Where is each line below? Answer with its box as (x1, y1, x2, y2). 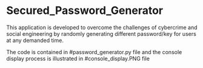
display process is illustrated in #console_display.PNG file (6, 55, 150, 62)
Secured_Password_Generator (6, 4, 164, 18)
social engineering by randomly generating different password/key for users (6, 30, 197, 37)
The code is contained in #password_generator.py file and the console (6, 48, 182, 55)
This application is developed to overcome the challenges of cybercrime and (6, 24, 198, 31)
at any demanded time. (6, 36, 64, 44)
